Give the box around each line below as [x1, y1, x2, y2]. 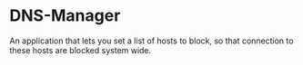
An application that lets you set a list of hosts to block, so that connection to [9, 35, 294, 46]
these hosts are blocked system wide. [9, 44, 152, 55]
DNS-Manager [9, 5, 121, 26]
